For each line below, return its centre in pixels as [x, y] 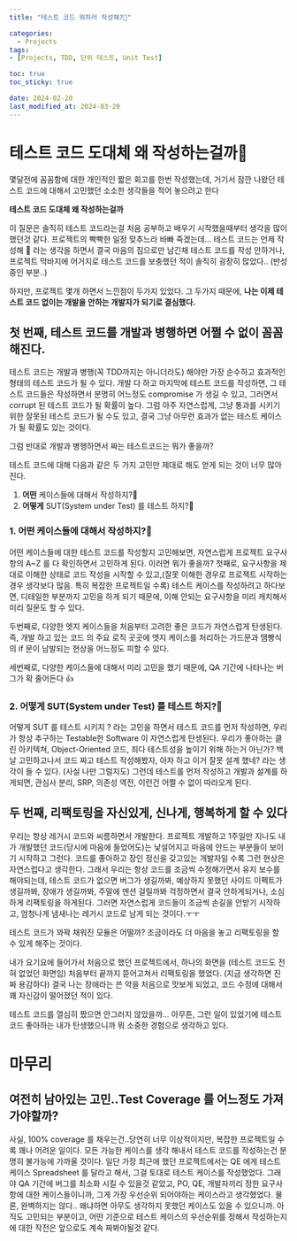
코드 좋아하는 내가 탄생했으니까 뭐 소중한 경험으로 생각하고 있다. [119, 1025]
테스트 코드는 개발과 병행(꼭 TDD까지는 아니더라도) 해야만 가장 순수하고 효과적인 [147, 372]
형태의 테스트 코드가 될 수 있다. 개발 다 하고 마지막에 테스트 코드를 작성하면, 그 [143, 383]
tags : [19, 50]
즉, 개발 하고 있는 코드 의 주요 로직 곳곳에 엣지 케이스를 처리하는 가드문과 [134, 637]
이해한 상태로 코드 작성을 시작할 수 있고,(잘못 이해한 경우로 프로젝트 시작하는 [156, 574]
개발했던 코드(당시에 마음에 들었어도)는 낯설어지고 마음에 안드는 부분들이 [143, 847]
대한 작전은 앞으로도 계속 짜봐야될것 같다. [89, 1228]
